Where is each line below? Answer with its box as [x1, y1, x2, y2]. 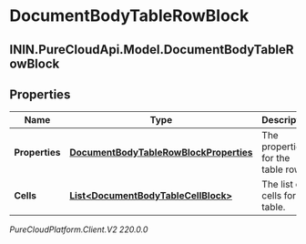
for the [261, 152, 291, 165]
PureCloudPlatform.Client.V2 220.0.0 [9, 224, 148, 235]
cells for [261, 189, 297, 202]
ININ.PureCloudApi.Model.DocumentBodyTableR [9, 42, 294, 57]
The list [261, 178, 293, 191]
